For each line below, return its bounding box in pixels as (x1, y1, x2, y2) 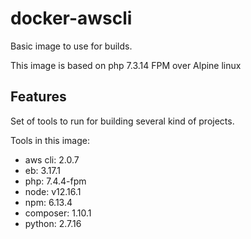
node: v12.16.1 (24, 185, 82, 197)
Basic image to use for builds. (10, 40, 133, 52)
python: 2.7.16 (24, 217, 82, 229)
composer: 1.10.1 (24, 207, 92, 219)
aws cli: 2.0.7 (24, 153, 80, 166)
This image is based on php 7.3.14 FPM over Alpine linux (10, 59, 242, 71)
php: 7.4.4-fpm (24, 175, 87, 187)
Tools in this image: (10, 134, 90, 146)
